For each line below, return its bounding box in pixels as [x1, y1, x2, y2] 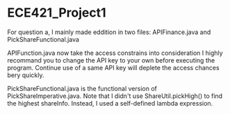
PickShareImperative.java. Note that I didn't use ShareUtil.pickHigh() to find [7, 92, 223, 100]
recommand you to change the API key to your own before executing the [7, 56, 215, 64]
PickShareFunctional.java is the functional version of [7, 84, 158, 92]
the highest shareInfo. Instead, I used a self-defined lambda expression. [7, 99, 213, 107]
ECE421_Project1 [7, 5, 106, 21]
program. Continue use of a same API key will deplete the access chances [7, 63, 220, 72]
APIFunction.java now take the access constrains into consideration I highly [7, 49, 224, 57]
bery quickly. [7, 71, 44, 79]
